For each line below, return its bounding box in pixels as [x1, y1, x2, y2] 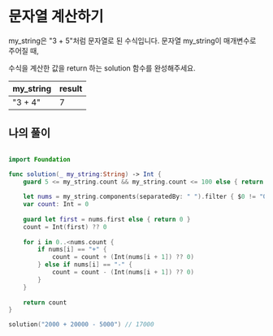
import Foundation [8, 155, 71, 163]
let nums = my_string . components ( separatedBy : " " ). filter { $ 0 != [23, 192, 257, 201]
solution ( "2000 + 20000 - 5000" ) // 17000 [8, 321, 154, 329]
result [59, 83, 83, 94]
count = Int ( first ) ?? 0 [23, 222, 107, 231]
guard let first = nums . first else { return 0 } [23, 215, 191, 223]
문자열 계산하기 [8, 7, 104, 26]
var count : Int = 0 [23, 200, 89, 209]
